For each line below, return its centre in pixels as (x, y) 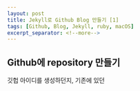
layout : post (26, 13)
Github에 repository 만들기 (64, 62)
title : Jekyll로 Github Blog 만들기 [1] (63, 20)
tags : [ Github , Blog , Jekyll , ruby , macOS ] (71, 26)
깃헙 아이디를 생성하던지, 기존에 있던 (56, 81)
